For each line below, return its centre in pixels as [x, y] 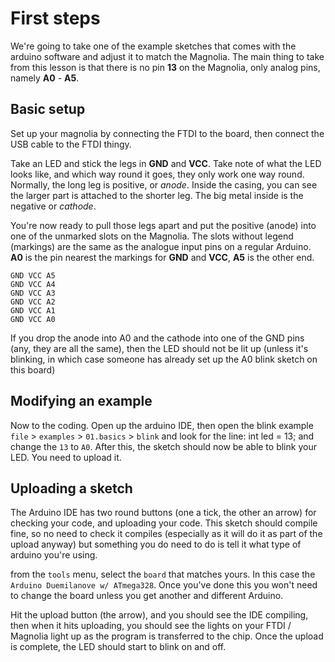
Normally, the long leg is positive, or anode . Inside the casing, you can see [164, 184]
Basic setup [48, 109]
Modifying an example [81, 401]
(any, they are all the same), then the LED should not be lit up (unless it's [159, 348]
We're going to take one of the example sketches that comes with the [153, 46]
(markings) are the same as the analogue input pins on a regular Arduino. [161, 246]
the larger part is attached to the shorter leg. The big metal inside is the [157, 195]
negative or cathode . [53, 206]
